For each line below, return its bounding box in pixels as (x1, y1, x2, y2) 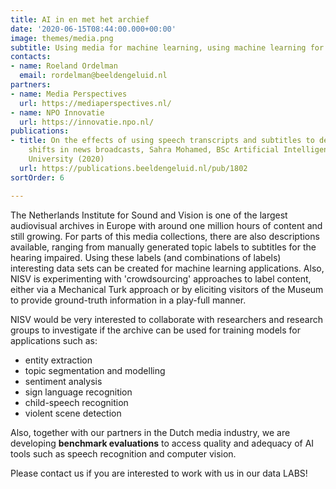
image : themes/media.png (10, 33, 114, 43)
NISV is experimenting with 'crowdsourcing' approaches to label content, (10, 272, 312, 285)
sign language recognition (24, 386, 133, 398)
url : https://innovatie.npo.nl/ (19, 117, 155, 127)
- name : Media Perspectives (10, 89, 128, 99)
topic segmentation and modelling (24, 364, 166, 376)
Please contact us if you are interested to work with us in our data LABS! (10, 467, 308, 479)
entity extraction (24, 354, 93, 366)
